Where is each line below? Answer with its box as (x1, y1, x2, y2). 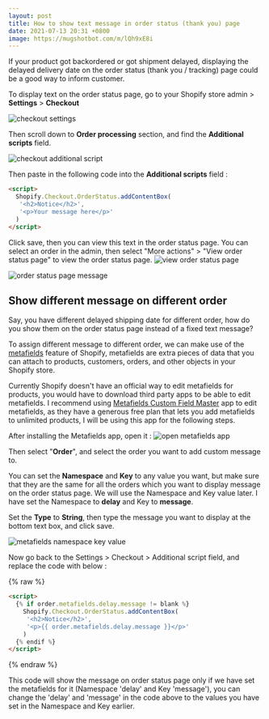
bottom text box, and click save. (8, 521, 115, 531)
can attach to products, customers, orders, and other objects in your (8, 357, 236, 367)
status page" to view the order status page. (8, 254, 153, 264)
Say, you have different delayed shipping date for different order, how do (8, 315, 250, 325)
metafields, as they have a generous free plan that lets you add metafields (8, 406, 255, 417)
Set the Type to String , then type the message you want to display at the (8, 513, 251, 522)
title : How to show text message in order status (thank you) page (8, 19, 241, 28)
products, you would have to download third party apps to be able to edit (8, 389, 251, 399)
